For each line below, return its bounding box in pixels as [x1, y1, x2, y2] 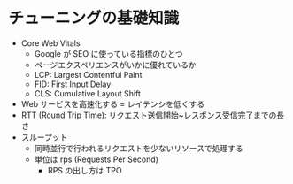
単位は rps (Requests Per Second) [34, 154, 158, 165]
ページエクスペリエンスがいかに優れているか [34, 59, 197, 70]
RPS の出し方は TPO [47, 165, 122, 175]
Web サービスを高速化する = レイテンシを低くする [20, 98, 205, 109]
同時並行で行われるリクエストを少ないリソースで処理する [34, 142, 244, 153]
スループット [20, 132, 68, 142]
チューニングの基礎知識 [8, 8, 180, 28]
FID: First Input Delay [34, 79, 112, 89]
